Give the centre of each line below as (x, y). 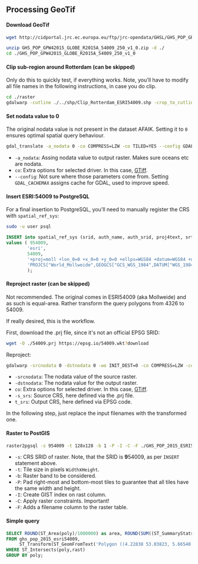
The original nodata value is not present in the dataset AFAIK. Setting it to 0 (97, 129)
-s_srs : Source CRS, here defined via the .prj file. (74, 395)
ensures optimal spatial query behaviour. (55, 136)
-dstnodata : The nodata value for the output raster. (76, 383)
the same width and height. (48, 488)
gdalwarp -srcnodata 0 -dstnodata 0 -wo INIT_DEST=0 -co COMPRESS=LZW (95, 365)
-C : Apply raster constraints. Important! (62, 501)
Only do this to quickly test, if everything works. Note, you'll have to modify (97, 80)
